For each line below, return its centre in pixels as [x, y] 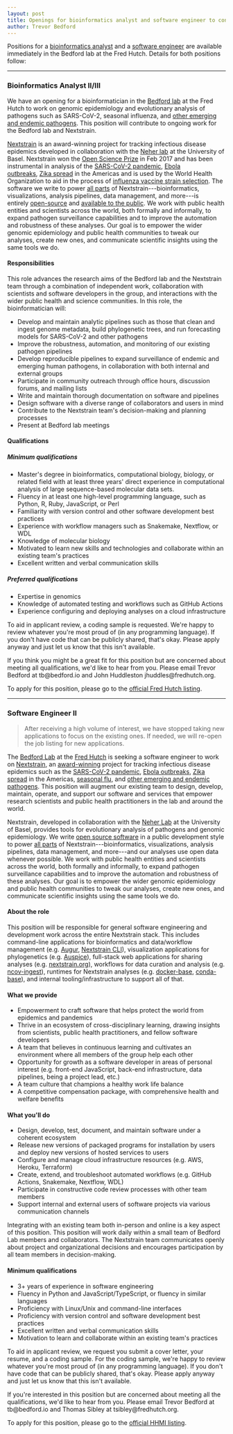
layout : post [26, 14]
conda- [206, 972]
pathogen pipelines [45, 351]
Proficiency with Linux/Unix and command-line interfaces [99, 1308]
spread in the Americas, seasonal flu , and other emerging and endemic [109, 779]
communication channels [53, 1211]
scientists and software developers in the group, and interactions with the [112, 293]
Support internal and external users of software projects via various [114, 1205]
